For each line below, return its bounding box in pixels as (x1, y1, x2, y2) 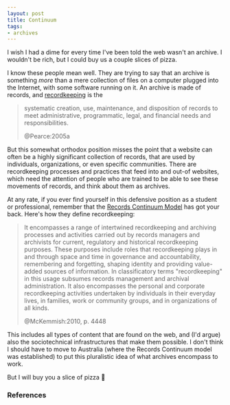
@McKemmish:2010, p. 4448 (23, 318, 106, 326)
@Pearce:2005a (23, 132, 70, 141)
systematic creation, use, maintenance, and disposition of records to (23, 104, 218, 112)
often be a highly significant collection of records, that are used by (7, 153, 196, 161)
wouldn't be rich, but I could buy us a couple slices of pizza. (7, 56, 177, 64)
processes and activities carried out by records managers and (23, 231, 200, 239)
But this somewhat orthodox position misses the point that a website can (7, 145, 213, 154)
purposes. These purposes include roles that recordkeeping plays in (23, 245, 218, 253)
